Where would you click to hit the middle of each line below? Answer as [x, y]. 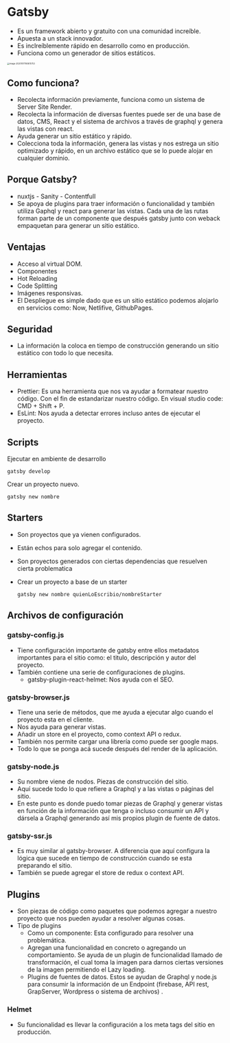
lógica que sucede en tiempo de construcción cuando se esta [104, 858]
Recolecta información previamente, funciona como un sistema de [111, 100]
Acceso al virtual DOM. [49, 264]
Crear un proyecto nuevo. [43, 484]
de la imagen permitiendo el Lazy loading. [87, 970]
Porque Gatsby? [42, 180]
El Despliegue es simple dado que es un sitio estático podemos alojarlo [117, 300]
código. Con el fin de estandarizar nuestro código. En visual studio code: [120, 399]
